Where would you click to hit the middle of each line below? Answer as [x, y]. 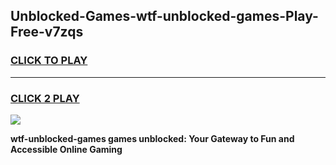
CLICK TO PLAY [49, 61]
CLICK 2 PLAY [45, 98]
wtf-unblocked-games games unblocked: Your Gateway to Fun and [152, 138]
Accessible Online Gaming [66, 149]
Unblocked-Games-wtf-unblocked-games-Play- [164, 16]
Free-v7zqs [47, 32]
